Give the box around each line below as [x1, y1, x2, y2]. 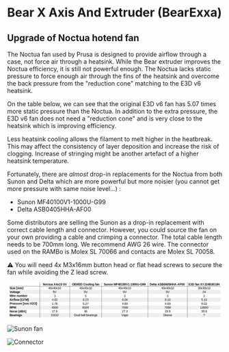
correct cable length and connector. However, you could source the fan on [7, 226, 217, 234]
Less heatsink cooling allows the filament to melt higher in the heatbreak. [7, 135, 213, 143]
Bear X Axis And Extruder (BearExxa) [7, 5, 222, 21]
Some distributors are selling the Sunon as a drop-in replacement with [7, 218, 205, 227]
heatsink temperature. [7, 157, 70, 165]
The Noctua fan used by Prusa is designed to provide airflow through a [7, 50, 207, 58]
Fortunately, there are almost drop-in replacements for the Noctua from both [7, 170, 223, 178]
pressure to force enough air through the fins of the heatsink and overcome [7, 72, 220, 80]
